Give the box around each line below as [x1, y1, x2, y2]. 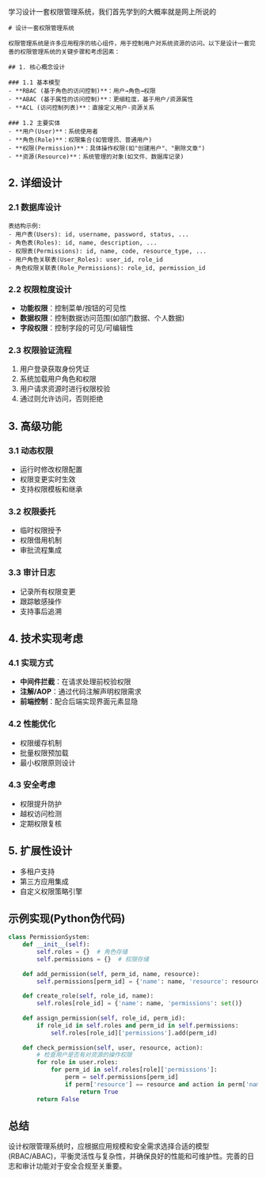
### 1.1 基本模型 [8, 78, 61, 86]
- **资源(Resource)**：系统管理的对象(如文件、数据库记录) [8, 153, 184, 161]
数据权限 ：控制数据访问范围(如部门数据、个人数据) [19, 313, 185, 322]
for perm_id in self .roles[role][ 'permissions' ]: [50, 1066, 218, 1074]
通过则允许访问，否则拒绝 [19, 394, 104, 404]
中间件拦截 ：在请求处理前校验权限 [19, 677, 131, 686]
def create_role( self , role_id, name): [22, 992, 154, 1000]
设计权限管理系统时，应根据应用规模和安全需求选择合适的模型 [8, 1142, 210, 1151]
